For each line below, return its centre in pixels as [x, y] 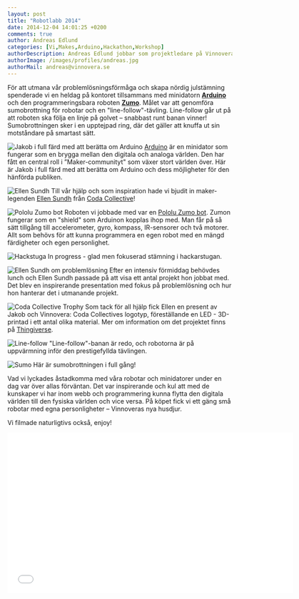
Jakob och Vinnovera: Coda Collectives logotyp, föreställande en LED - [112, 314]
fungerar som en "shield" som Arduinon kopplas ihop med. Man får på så [115, 220]
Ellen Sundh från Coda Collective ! [86, 198]
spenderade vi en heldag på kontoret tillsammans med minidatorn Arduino [117, 95]
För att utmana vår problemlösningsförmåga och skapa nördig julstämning [116, 87]
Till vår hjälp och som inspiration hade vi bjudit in [123, 190]
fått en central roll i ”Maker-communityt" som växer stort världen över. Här [117, 162]
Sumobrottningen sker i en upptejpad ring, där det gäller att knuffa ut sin [113, 125]
